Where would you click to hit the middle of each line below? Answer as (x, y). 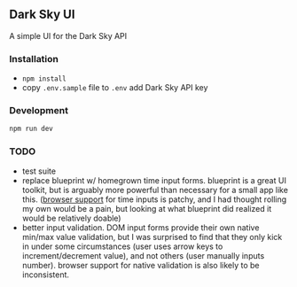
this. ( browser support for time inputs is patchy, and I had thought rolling (154, 199)
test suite (39, 171)
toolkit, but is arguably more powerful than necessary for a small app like (155, 190)
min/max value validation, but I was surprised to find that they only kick (152, 237)
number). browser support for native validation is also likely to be (141, 265)
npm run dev (31, 129)
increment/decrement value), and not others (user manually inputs (143, 255)
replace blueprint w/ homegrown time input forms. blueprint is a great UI (154, 180)
